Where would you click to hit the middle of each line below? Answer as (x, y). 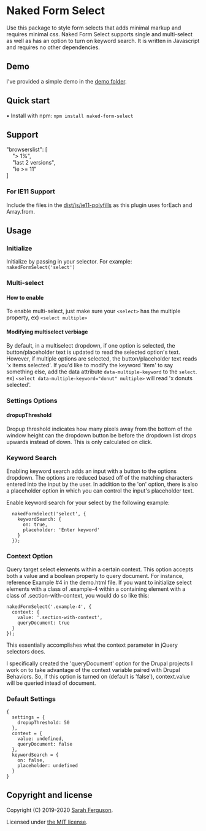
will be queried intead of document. (51, 683)
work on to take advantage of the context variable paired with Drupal (93, 670)
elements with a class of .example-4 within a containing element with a (96, 589)
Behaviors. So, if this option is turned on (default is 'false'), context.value (98, 677)
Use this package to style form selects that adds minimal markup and (94, 28)
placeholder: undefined (48, 765)
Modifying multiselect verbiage (47, 332)
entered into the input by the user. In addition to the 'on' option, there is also (102, 484)
